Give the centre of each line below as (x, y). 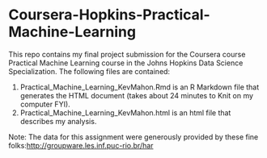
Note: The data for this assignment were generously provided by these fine (133, 137)
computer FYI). (45, 104)
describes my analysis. (58, 121)
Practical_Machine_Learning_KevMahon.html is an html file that (125, 112)
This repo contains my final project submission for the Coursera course (127, 54)
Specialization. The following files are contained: (89, 71)
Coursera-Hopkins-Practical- (109, 15)
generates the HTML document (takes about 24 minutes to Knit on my (136, 95)
